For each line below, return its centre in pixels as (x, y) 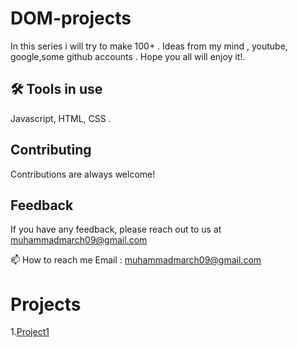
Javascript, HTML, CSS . (61, 118)
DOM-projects (71, 18)
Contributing (51, 150)
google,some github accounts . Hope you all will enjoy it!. (128, 56)
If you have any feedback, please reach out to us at (116, 229)
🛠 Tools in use (56, 89)
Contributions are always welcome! (83, 174)
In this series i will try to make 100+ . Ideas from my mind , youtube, (149, 46)
